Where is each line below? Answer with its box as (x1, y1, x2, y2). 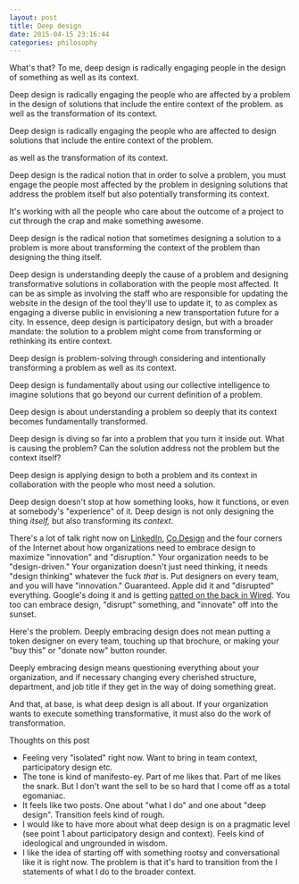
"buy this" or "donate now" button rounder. (9, 645, 168, 656)
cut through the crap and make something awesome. (9, 215, 203, 226)
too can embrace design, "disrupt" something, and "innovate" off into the (9, 600, 278, 610)
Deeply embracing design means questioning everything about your (9, 662, 260, 673)
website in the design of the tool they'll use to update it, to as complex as (9, 298, 278, 308)
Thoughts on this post (9, 735, 90, 746)
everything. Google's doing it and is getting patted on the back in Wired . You (9, 590, 291, 601)
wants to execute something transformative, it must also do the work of (9, 708, 271, 720)
